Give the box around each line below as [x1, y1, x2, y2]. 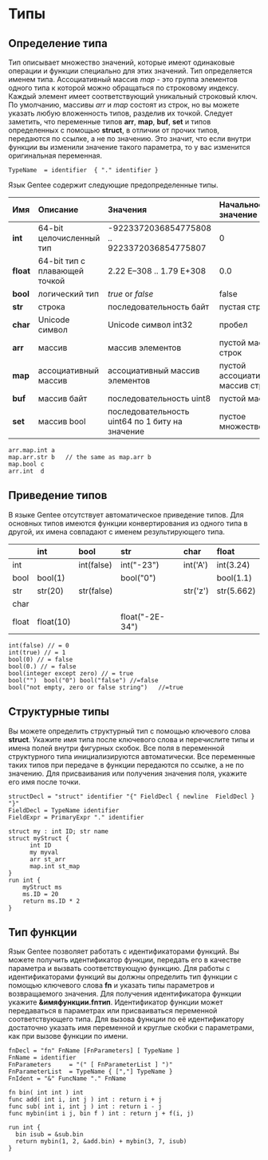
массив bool [37, 416, 86, 427]
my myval [29, 848, 59, 856]
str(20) [37, 585, 64, 596]
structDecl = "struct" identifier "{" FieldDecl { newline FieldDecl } [8, 792, 255, 800]
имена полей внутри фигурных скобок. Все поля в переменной [8, 743, 225, 753]
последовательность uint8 [107, 393, 211, 403]
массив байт [37, 393, 88, 403]
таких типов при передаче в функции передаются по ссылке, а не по [8, 760, 245, 769]
